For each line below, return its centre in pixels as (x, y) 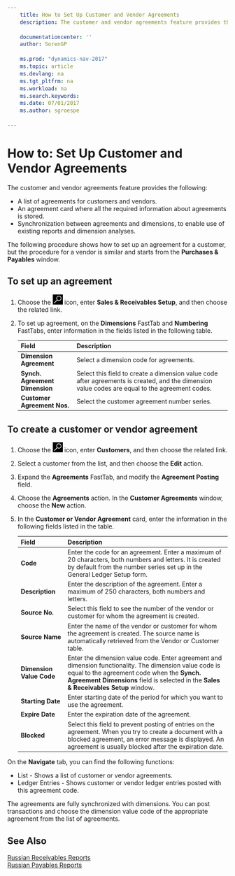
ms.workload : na (44, 88)
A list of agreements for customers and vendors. (87, 201)
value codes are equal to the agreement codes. (144, 388)
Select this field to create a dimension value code (147, 373)
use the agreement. (95, 705)
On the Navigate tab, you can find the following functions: (91, 762)
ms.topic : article (47, 66)
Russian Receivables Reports (49, 857)
